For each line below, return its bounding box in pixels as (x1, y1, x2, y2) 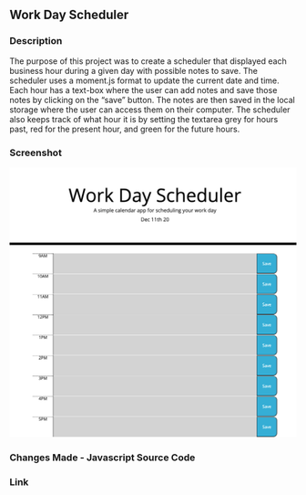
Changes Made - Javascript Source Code (9, 451, 196, 464)
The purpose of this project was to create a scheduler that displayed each (9, 55, 287, 67)
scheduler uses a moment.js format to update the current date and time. (9, 75, 280, 86)
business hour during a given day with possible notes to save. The (9, 65, 258, 76)
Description (9, 35, 63, 47)
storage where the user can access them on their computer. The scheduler (9, 104, 291, 115)
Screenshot (9, 146, 62, 159)
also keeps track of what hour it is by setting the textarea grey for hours (9, 113, 279, 124)
